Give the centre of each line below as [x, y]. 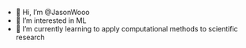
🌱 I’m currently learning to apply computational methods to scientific [127, 29]
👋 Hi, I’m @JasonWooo [52, 12]
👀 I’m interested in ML [51, 20]
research [30, 37]
